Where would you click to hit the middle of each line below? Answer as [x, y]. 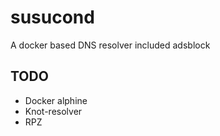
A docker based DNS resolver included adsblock [110, 45]
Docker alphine [56, 100]
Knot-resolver [53, 111]
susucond [52, 17]
